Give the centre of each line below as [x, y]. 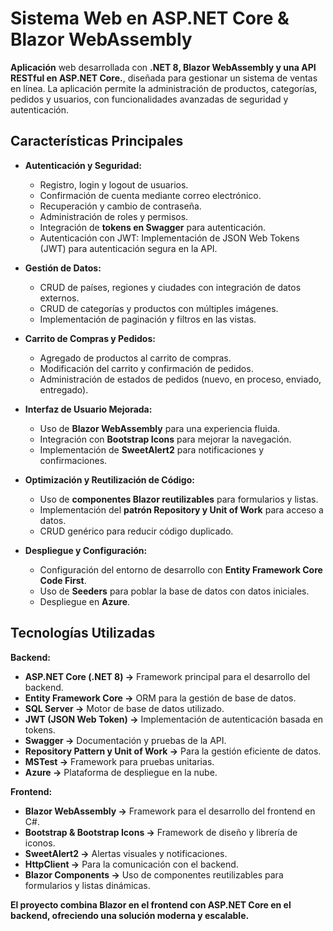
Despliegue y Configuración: [86, 550]
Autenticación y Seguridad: [83, 165]
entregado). [64, 389]
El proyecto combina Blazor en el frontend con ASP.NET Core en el [151, 904]
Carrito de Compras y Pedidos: [90, 338]
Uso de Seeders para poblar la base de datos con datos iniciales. [174, 591]
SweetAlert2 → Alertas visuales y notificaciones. [126, 853]
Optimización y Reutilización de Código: [109, 479]
